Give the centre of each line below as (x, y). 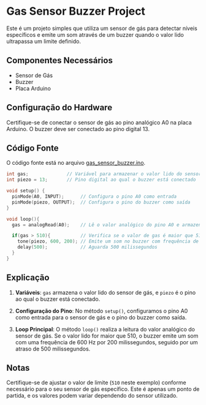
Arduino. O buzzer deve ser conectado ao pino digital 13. (78, 129)
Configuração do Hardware (59, 108)
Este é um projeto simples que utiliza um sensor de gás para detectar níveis (102, 28)
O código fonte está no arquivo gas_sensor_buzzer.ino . (76, 163)
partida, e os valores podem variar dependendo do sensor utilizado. (92, 396)
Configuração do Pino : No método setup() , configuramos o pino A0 (101, 311)
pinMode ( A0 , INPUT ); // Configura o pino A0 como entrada (94, 197)
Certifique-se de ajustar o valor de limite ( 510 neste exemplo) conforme (96, 383)
